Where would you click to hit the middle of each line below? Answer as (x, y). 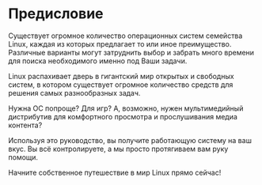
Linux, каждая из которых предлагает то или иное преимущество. (120, 43)
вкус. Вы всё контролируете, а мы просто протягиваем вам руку (118, 149)
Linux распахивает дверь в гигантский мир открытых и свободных (122, 76)
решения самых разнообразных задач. (74, 92)
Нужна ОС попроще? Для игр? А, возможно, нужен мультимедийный (126, 108)
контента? (25, 125)
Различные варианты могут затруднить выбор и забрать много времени (131, 52)
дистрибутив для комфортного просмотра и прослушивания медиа (123, 116)
